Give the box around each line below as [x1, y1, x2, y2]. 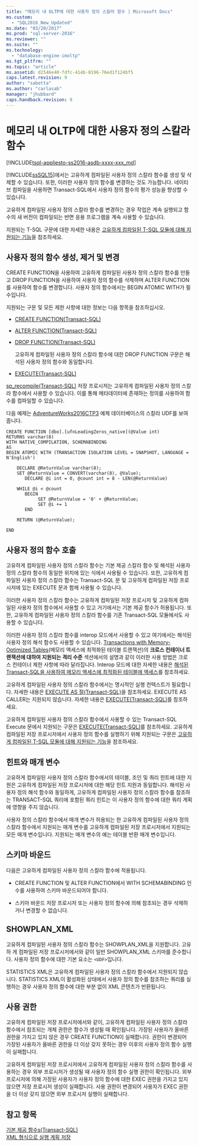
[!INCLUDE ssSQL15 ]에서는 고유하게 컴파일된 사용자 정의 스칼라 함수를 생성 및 [6, 171, 186, 178]
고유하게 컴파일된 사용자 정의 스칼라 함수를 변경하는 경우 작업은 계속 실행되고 [6, 206, 183, 213]
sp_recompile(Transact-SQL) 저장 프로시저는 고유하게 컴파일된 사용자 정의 [6, 383, 180, 390]
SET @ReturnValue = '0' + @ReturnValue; [37, 496, 139, 502]
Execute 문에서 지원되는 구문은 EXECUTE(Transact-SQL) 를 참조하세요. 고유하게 [6, 723, 193, 730]
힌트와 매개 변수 [6, 757, 60, 767]
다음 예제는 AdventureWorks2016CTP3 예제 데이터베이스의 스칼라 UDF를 [6, 410, 177, 417]
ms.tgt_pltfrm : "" [6, 58, 51, 64]
